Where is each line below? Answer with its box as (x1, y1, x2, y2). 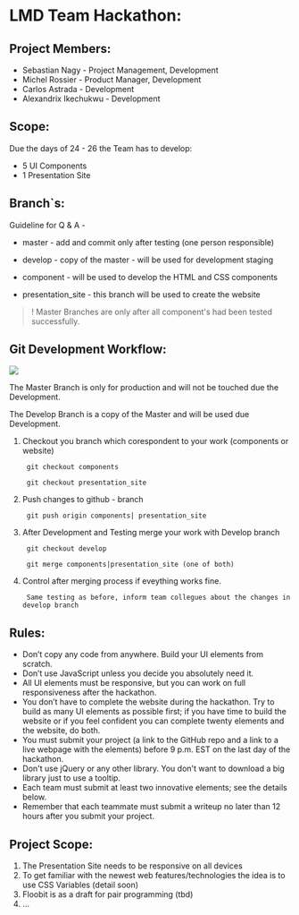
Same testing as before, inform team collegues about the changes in (26, 593, 291, 603)
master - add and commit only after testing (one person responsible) (21, 236, 275, 247)
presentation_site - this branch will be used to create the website (21, 288, 261, 300)
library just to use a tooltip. (21, 773, 120, 783)
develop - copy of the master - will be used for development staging (21, 254, 274, 265)
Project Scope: (9, 836, 94, 851)
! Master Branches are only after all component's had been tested (30, 306, 273, 317)
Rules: (9, 625, 46, 640)
